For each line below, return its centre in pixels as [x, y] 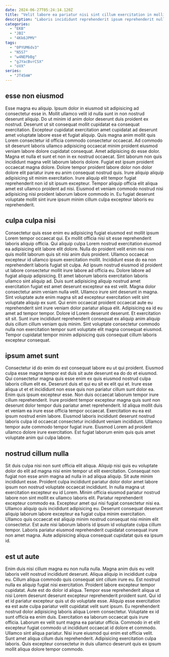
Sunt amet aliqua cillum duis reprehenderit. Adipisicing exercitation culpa [81, 638]
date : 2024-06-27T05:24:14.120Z [39, 10]
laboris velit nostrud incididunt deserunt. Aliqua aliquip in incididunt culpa [81, 574]
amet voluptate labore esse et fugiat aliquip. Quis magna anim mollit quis [80, 135]
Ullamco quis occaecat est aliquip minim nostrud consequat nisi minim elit [82, 519]
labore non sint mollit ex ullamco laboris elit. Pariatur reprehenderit [74, 498]
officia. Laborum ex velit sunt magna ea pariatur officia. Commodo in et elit [82, 622]
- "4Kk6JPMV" [23, 38]
